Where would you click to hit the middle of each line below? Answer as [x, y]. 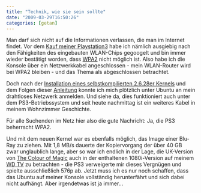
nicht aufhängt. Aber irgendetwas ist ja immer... [65, 183]
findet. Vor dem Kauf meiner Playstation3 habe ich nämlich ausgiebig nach [98, 46]
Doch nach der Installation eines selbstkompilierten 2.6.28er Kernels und [96, 84]
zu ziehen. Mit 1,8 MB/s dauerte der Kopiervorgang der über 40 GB [100, 146]
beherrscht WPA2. [29, 127]
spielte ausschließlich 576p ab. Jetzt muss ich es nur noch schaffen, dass [97, 171]
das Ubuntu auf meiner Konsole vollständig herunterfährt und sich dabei [95, 177]
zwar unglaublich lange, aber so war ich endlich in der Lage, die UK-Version [100, 152]
